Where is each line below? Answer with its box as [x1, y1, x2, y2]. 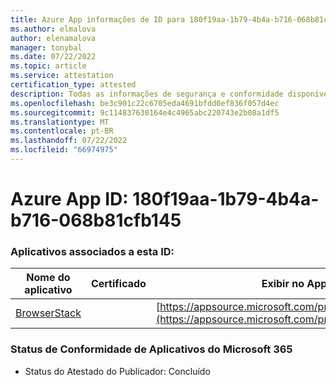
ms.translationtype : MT [10, 117, 110, 127]
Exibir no [261, 277, 305, 291]
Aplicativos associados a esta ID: [10, 244, 175, 258]
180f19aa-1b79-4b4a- [132, 188, 320, 211]
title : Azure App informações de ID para [10, 14, 186, 25]
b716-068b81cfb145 [10, 209, 182, 232]
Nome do [26, 271, 71, 285]
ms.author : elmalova [10, 24, 97, 34]
